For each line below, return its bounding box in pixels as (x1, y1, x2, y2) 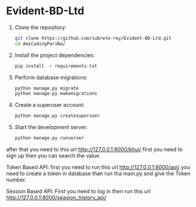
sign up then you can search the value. (6, 152, 101, 160)
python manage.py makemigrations (14, 91, 98, 97)
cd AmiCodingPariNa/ (14, 40, 66, 47)
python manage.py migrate (14, 85, 79, 91)
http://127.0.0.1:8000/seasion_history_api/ (6, 194, 107, 201)
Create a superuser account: (14, 101, 85, 109)
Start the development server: (14, 123, 88, 131)
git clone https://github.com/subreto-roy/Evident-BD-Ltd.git (14, 35, 172, 41)
